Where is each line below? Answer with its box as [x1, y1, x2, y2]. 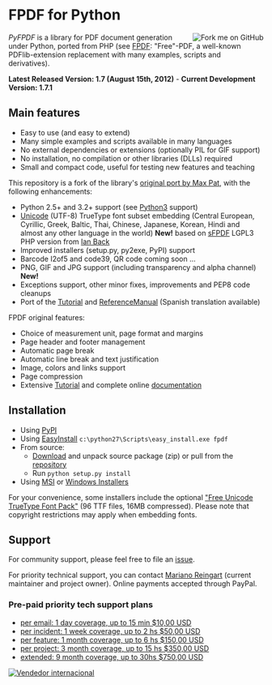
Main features [8, 106, 81, 120]
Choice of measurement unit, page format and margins [19, 328, 204, 338]
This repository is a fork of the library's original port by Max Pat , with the [8, 178, 251, 187]
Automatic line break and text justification [19, 354, 159, 364]
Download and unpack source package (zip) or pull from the [32, 451, 233, 460]
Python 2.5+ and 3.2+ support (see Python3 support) [19, 202, 198, 212]
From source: [19, 442, 65, 452]
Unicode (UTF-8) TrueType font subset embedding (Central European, [19, 211, 255, 220]
